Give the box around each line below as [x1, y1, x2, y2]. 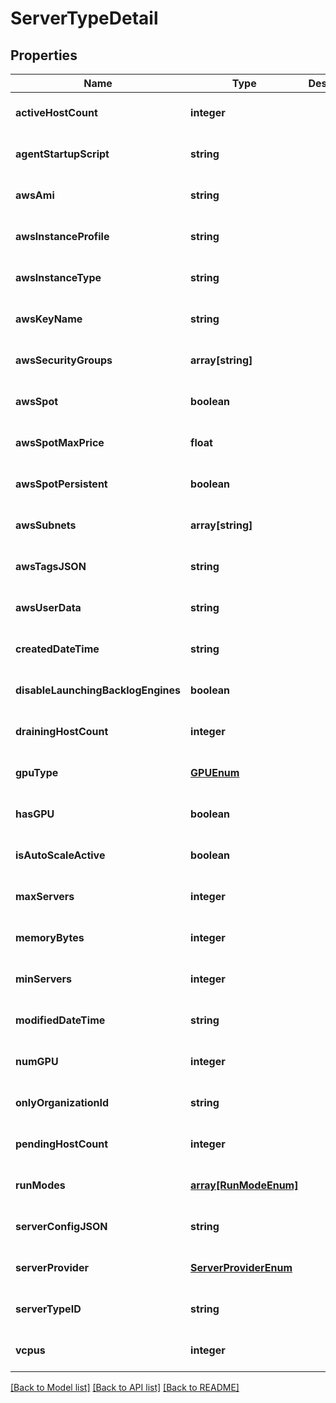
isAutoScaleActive [15, 848, 106, 862]
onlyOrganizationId [15, 1096, 110, 1109]
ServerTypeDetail [10, 7, 159, 30]
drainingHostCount [15, 725, 109, 738]
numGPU [15, 1055, 59, 1068]
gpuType [15, 766, 59, 779]
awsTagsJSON [15, 560, 87, 573]
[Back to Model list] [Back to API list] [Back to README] [10, 1382, 240, 1393]
